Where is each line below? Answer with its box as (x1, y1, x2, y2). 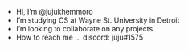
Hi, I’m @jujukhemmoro (15, 7, 94, 16)
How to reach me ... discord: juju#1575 (15, 32, 143, 42)
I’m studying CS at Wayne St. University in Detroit (15, 15, 180, 25)
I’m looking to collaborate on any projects (15, 24, 153, 33)
